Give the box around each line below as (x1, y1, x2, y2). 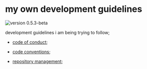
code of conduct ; (12, 39, 48, 45)
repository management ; (12, 58, 63, 64)
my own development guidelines (5, 3, 143, 15)
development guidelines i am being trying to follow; (5, 29, 110, 35)
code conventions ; (12, 49, 51, 55)
